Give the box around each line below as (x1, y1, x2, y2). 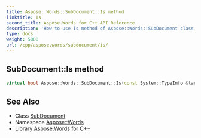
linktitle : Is (6, 14, 42, 20)
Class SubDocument (14, 112, 66, 119)
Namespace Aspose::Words (14, 119, 84, 126)
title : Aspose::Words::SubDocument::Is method (6, 8, 124, 15)
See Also (6, 96, 40, 106)
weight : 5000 (6, 36, 39, 42)
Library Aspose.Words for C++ (14, 125, 91, 132)
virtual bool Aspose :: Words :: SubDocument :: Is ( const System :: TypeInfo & (6, 80, 188, 86)
